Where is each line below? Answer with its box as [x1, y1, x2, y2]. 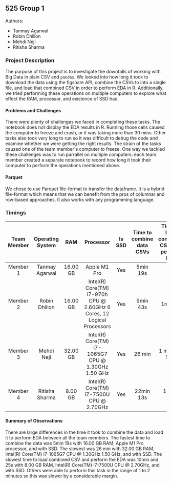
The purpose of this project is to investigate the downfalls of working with [5, 69, 161, 75]
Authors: [5, 17, 24, 24]
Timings [5, 209, 27, 216]
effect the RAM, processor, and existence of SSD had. [5, 96, 119, 102]
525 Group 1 [5, 4, 45, 13]
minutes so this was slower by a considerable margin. [5, 473, 119, 479]
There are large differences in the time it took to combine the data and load [5, 429, 164, 435]
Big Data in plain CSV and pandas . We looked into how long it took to [5, 74, 148, 80]
